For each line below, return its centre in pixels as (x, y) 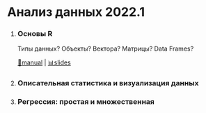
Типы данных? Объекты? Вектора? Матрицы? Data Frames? (105, 49)
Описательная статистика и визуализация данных (108, 83)
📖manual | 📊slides (44, 62)
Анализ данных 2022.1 (76, 12)
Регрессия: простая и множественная (86, 102)
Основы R (35, 34)
